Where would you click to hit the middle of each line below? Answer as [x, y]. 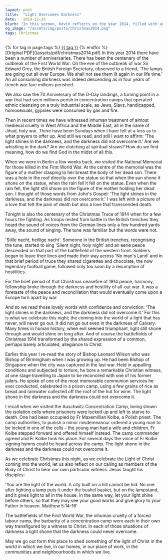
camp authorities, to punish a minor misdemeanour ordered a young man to [83, 422]
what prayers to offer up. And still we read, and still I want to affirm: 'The [80, 136]
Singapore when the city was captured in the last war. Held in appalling [78, 365]
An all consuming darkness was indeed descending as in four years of [77, 79]
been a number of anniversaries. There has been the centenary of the [77, 58]
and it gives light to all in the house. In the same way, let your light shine [79, 495]
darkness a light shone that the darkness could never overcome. [71, 531]
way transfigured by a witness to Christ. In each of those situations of [77, 526]
